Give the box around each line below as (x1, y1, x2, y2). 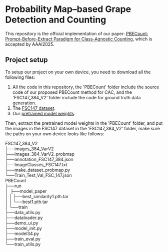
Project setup (5, 56, 48, 64)
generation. (12, 100, 36, 106)
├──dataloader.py (5, 215, 43, 221)
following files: (5, 74, 35, 80)
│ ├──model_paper (5, 188, 47, 194)
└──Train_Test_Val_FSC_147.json (5, 172, 72, 178)
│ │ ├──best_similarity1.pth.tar (5, 193, 69, 199)
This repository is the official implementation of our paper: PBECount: (5, 30, 148, 36)
